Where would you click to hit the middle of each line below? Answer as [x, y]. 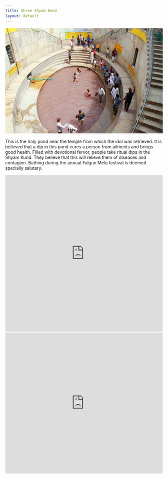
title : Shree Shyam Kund [31, 11]
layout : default [22, 16]
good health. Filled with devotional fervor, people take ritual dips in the [78, 152]
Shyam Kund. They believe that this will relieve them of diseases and [76, 157]
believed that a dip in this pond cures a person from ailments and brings [79, 147]
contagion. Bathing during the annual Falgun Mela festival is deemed [76, 162]
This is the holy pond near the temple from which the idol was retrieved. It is [83, 141]
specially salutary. [24, 168]
